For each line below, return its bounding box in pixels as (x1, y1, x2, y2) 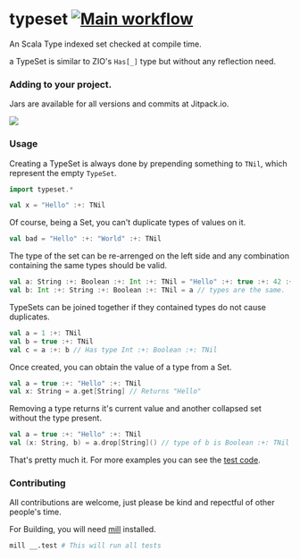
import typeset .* (9, 184, 74, 194)
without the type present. (9, 412, 103, 424)
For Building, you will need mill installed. (9, 524, 156, 535)
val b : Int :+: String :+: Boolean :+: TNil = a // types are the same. (9, 286, 286, 295)
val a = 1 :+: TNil (9, 328, 82, 337)
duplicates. (9, 311, 51, 322)
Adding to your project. (9, 78, 112, 90)
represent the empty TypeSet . (9, 167, 118, 178)
